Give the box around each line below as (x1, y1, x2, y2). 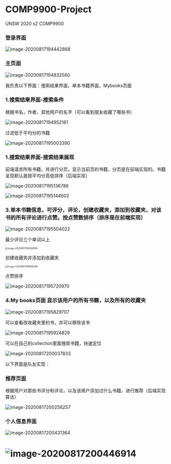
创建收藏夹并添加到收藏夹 (5, 254, 59, 261)
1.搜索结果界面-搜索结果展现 (5, 153, 75, 160)
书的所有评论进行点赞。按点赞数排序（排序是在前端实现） (5, 214, 146, 221)
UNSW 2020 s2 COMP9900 (5, 20, 64, 27)
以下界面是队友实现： (5, 361, 50, 367)
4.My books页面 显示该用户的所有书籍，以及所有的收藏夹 (5, 297, 146, 304)
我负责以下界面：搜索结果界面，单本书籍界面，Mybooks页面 (5, 82, 132, 88)
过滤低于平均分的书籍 (5, 129, 50, 136)
